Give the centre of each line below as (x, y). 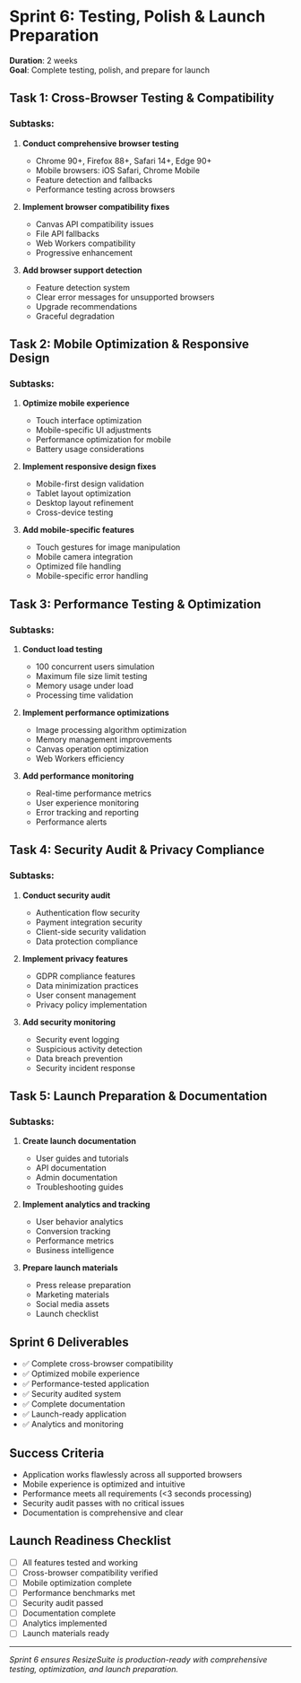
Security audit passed (63, 1603)
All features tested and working (80, 1562)
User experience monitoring (87, 803)
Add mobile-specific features (78, 530)
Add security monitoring (69, 1022)
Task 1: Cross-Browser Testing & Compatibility (142, 98)
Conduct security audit (66, 895)
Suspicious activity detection (89, 1049)
